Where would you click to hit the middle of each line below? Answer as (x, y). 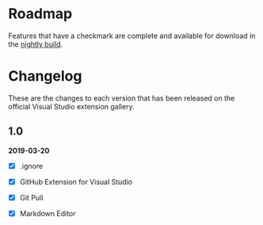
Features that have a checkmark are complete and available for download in (132, 36)
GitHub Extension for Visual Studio (76, 181)
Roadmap (40, 14)
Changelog (45, 76)
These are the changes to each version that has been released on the (122, 98)
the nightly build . (36, 44)
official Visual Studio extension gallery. (71, 106)
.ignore (31, 166)
